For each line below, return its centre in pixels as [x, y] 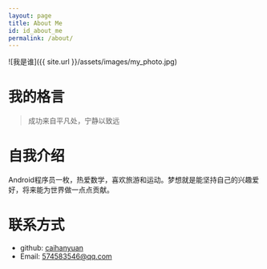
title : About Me [35, 23]
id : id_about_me [35, 30]
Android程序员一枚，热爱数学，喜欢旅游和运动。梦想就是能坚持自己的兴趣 [130, 180]
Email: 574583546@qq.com [66, 256]
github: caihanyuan [52, 248]
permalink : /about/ [41, 38]
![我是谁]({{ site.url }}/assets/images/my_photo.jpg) [93, 62]
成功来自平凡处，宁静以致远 [74, 121]
